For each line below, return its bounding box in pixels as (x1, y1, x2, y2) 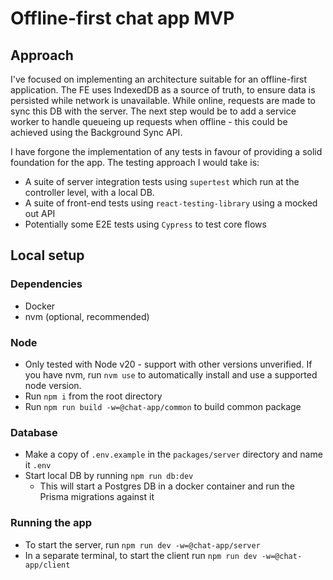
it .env (24, 459, 52, 471)
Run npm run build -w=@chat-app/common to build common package (24, 400, 302, 412)
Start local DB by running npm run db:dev (24, 470, 194, 482)
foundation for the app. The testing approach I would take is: (10, 157, 260, 168)
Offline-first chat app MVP (10, 7, 235, 30)
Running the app (10, 516, 93, 530)
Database (10, 425, 58, 439)
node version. (24, 379, 82, 391)
